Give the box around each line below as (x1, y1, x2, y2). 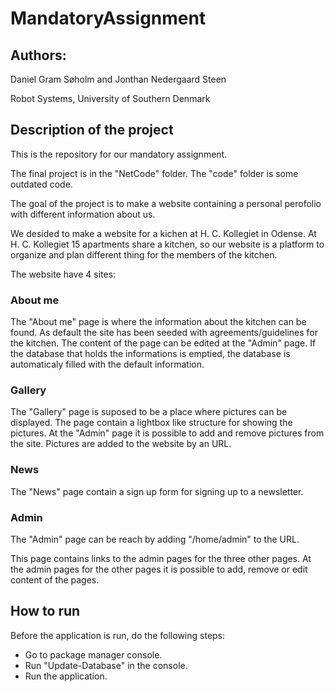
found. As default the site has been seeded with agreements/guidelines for (10, 327, 319, 339)
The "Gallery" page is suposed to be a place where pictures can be (10, 406, 288, 418)
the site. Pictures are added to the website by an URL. (10, 438, 232, 450)
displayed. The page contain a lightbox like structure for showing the (10, 417, 293, 429)
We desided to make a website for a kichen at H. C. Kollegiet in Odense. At (10, 227, 317, 239)
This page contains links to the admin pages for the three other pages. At (10, 553, 312, 564)
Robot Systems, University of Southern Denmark (10, 93, 211, 104)
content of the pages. (10, 574, 100, 586)
